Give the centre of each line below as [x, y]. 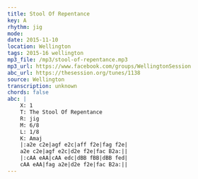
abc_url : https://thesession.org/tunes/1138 [74, 73]
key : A [17, 20]
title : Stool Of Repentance [49, 14]
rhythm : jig [25, 27]
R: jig [30, 118]
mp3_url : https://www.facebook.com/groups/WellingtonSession [99, 66]
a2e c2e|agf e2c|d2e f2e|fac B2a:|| [74, 152]
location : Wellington [39, 47]
